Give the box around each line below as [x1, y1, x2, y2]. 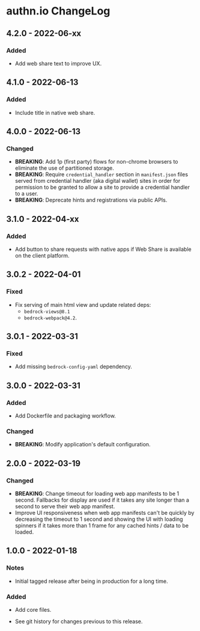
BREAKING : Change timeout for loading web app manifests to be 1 [14, 490, 180, 497]
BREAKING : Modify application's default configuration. [14, 441, 151, 448]
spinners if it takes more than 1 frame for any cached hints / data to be [14, 522, 189, 529]
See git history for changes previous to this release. [14, 618, 143, 625]
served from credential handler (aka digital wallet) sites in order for [14, 177, 181, 185]
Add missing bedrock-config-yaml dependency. [14, 363, 132, 371]
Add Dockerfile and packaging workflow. [14, 412, 116, 419]
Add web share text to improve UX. [14, 60, 102, 67]
